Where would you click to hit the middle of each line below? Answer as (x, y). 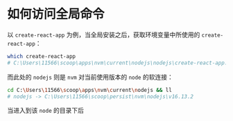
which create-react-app (42, 56)
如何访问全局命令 (56, 14)
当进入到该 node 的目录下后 (46, 111)
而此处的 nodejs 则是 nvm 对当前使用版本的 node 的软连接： (90, 77)
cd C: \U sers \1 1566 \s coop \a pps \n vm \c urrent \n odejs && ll (89, 90)
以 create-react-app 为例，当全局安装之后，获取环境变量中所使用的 (104, 35)
